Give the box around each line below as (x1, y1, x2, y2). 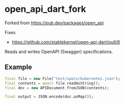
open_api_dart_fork (4, 3, 86, 15)
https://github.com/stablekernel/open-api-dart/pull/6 (11, 39, 120, 45)
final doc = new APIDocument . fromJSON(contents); (4, 85, 110, 90)
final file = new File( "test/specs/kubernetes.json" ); (4, 76, 121, 81)
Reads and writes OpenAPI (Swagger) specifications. (4, 49, 113, 54)
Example (4, 63, 32, 71)
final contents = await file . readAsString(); (4, 81, 100, 86)
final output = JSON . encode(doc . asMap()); (4, 94, 94, 100)
